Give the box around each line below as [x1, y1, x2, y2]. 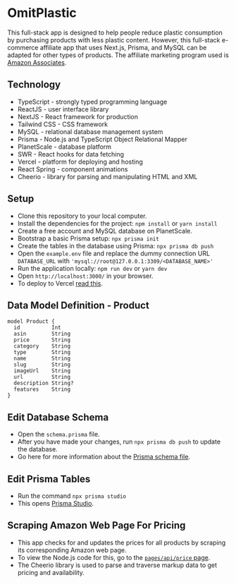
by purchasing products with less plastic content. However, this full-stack [7, 35, 221, 44]
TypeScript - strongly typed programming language [17, 97, 168, 106]
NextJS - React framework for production [17, 112, 139, 121]
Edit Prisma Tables [7, 473, 91, 485]
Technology [7, 79, 61, 91]
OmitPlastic [7, 5, 77, 21]
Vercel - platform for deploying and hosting [17, 157, 143, 166]
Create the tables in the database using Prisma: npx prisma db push [17, 241, 214, 250]
